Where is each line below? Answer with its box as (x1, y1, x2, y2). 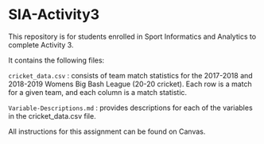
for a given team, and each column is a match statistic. (8, 87, 188, 97)
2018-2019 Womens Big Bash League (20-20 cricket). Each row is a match (8, 79, 252, 89)
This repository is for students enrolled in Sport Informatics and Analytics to (8, 32, 257, 41)
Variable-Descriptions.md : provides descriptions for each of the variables (8, 103, 253, 112)
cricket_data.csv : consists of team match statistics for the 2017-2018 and (8, 70, 253, 80)
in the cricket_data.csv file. (8, 111, 97, 120)
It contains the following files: (8, 55, 105, 65)
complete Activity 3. (8, 40, 74, 49)
